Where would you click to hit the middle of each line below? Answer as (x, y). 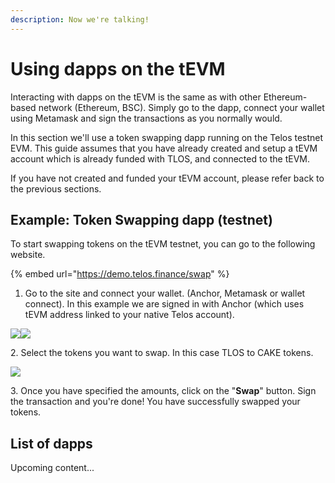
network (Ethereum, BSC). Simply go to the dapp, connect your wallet (181, 107)
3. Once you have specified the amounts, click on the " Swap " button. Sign (163, 391)
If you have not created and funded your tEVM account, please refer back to (167, 178)
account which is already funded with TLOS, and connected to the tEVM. (160, 158)
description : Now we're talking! (80, 19)
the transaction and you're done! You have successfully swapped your (155, 402)
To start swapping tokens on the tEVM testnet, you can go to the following (163, 244)
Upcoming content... (52, 468)
